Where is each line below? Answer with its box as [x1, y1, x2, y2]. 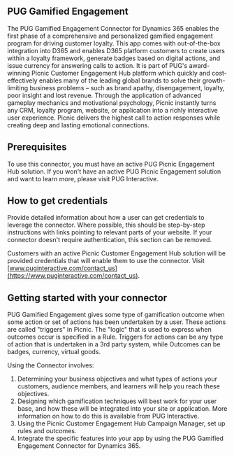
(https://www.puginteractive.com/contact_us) [7, 272, 138, 280]
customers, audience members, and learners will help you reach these [17, 382, 220, 391]
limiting [7, 83, 29, 92]
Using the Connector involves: [7, 361, 94, 370]
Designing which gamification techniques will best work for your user [17, 397, 217, 405]
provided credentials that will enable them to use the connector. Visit [7, 257, 205, 265]
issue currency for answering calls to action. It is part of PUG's [7, 61, 188, 69]
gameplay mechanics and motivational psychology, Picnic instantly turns [7, 98, 217, 107]
